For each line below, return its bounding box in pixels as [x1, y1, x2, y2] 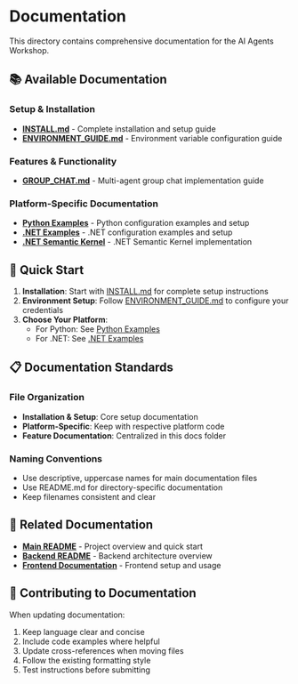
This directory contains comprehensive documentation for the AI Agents [9, 36, 274, 46]
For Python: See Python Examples [35, 324, 160, 334]
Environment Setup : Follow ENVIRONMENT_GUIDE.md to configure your [21, 295, 289, 306]
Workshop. [9, 44, 50, 55]
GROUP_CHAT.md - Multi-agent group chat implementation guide [21, 175, 264, 186]
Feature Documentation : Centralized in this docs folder [21, 430, 227, 441]
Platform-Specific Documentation [9, 197, 158, 210]
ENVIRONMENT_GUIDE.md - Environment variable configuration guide [21, 133, 283, 143]
